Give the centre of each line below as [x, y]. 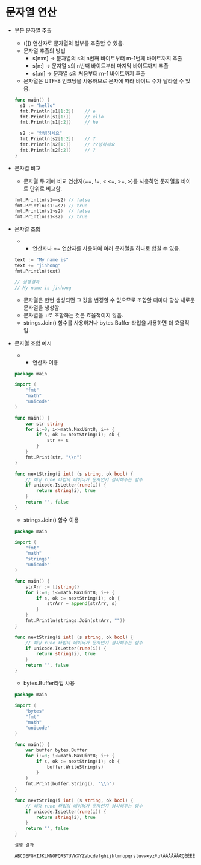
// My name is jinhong [43, 288]
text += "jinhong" [37, 266]
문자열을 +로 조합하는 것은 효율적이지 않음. [73, 315]
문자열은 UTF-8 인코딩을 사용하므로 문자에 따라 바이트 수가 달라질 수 [104, 81]
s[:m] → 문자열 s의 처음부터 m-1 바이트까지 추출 [89, 73]
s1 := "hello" [38, 105]
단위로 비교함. [46, 189]
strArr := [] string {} [52, 587]
